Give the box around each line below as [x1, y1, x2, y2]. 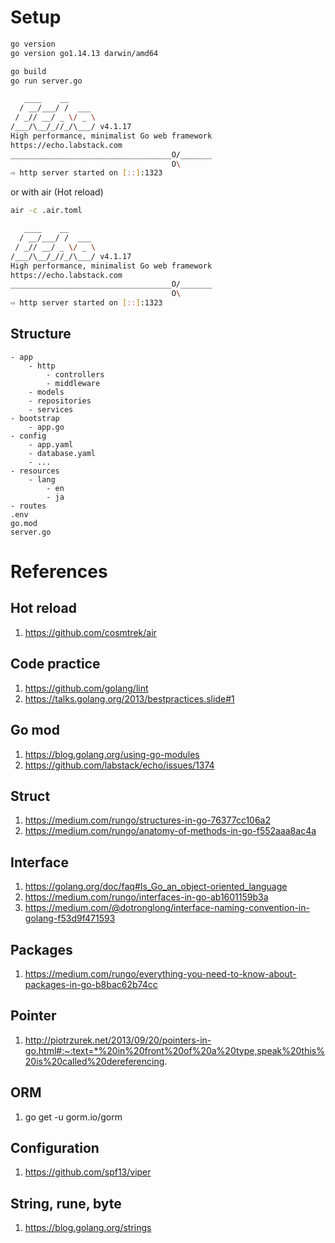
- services [28, 404, 74, 415]
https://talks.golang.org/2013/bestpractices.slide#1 [24, 692, 235, 705]
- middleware [46, 378, 101, 388]
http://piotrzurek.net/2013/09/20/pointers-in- [24, 1034, 212, 1046]
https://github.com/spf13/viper [24, 1166, 152, 1178]
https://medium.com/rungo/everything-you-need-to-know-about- [24, 967, 297, 980]
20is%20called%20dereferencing [24, 1055, 165, 1067]
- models [28, 387, 65, 397]
